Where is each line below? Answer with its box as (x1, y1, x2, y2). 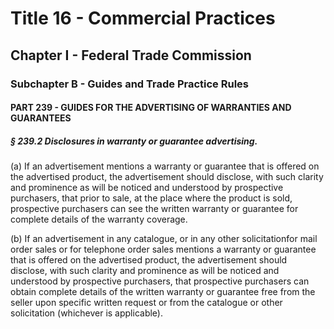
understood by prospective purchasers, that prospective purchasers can (10, 275, 310, 287)
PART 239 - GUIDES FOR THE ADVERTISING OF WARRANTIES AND (10, 102, 292, 114)
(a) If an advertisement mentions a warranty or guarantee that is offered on (10, 160, 320, 172)
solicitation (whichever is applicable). (10, 307, 164, 319)
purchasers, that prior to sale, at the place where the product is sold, (10, 192, 293, 204)
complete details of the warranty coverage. (10, 213, 188, 226)
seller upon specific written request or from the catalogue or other (10, 297, 283, 309)
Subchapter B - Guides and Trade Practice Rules (10, 77, 249, 91)
